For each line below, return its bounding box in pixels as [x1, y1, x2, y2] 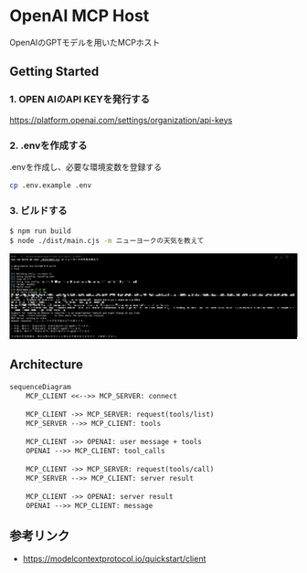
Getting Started [9, 64, 100, 80]
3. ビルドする [9, 204, 68, 217]
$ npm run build [9, 227, 71, 236]
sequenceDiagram [9, 382, 71, 391]
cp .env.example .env [9, 180, 92, 190]
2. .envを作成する [9, 139, 88, 152]
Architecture [9, 357, 84, 373]
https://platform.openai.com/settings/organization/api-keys [9, 114, 233, 125]
